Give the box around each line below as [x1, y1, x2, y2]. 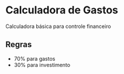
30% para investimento [13, 61, 71, 68]
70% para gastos [13, 55, 56, 62]
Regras [5, 40, 32, 50]
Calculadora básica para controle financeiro [5, 23, 112, 30]
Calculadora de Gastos [5, 3, 118, 17]
